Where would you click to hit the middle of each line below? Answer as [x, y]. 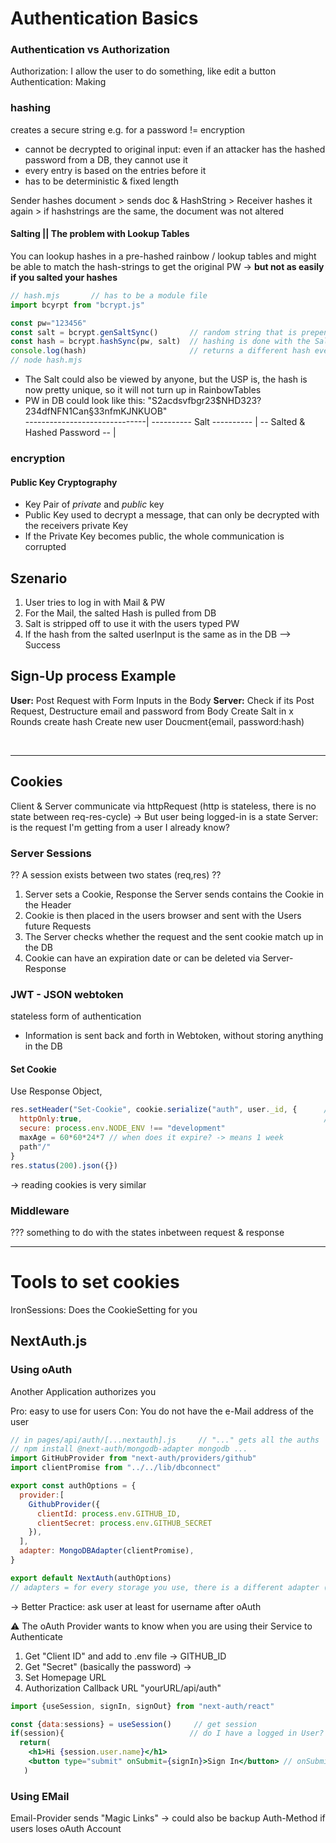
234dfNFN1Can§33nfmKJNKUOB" [96, 411]
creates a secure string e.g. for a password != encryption [128, 129]
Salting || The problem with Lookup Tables [100, 234]
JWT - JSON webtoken [67, 994]
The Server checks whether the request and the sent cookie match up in [174, 936]
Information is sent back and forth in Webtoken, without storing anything [174, 1036]
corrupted [45, 547]
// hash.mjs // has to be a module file [109, 295]
